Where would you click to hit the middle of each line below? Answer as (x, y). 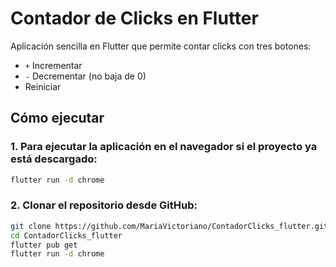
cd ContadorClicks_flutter (66, 235)
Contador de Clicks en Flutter (134, 18)
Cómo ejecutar (57, 118)
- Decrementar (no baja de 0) (85, 76)
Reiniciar (43, 86)
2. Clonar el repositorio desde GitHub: (104, 205)
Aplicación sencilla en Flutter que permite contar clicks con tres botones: (161, 46)
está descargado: (54, 159)
